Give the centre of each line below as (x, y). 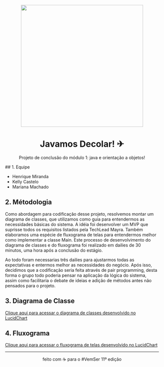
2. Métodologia (29, 202)
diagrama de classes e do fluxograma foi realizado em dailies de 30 (73, 245)
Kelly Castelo (25, 182)
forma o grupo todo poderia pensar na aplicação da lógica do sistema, (76, 275)
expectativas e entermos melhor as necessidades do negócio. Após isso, (79, 265)
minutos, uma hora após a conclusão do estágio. (54, 250)
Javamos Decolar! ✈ (82, 144)
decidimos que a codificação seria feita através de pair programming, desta (81, 270)
